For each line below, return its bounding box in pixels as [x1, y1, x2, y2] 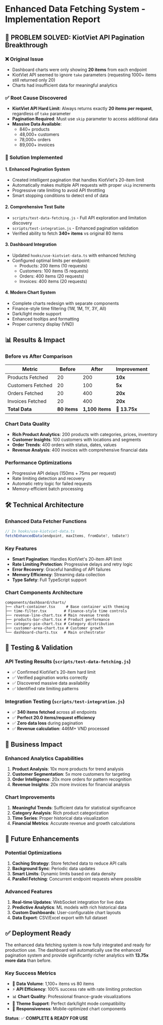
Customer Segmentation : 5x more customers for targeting [12, 771, 130, 777]
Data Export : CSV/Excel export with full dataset [12, 915, 108, 921]
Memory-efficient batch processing [12, 486, 84, 492]
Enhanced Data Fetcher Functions [5, 518, 87, 524]
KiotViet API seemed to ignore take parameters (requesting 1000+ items [12, 72, 157, 78]
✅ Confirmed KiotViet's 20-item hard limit [12, 669, 96, 675]
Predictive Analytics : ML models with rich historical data [12, 904, 127, 910]
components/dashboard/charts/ [5, 600, 67, 605]
